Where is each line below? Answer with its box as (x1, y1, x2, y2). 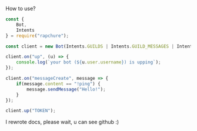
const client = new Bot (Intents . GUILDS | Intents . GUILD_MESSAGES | (5, 43, 175, 49)
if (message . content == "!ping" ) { (16, 80, 101, 87)
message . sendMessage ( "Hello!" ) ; (26, 86, 106, 92)
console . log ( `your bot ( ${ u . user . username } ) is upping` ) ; (16, 59, 161, 65)
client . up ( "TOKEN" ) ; (5, 108, 56, 114)
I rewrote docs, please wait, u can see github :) (5, 119, 119, 126)
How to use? (5, 5, 36, 12)
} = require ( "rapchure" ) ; (5, 32, 69, 39)
